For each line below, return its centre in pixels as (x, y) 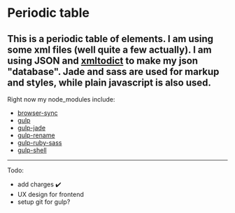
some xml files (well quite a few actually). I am (109, 49)
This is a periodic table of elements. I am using (111, 39)
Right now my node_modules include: (61, 99)
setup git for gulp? (44, 202)
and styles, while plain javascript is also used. (109, 82)
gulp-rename (36, 135)
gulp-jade (31, 128)
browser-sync (37, 113)
